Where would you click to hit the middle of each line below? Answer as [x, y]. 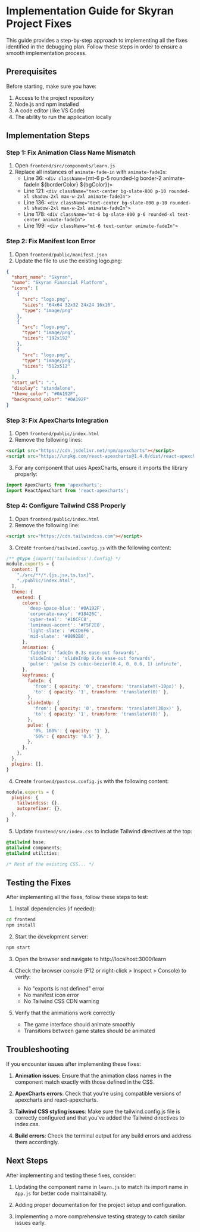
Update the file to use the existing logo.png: [68, 261]
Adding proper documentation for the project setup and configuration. [101, 1205]
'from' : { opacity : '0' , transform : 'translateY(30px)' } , [107, 709]
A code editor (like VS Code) [50, 110]
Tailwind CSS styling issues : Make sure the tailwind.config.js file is [97, 1111]
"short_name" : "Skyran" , [42, 277]
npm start [18, 948]
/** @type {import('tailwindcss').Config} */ [63, 558]
